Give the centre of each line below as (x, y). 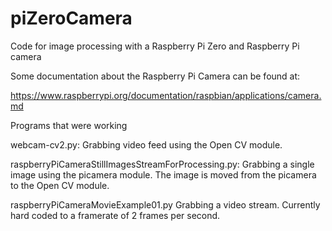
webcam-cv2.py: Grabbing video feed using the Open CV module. (146, 144)
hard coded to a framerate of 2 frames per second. (115, 215)
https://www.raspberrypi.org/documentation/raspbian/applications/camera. (166, 95)
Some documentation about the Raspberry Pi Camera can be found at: (155, 76)
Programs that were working (69, 125)
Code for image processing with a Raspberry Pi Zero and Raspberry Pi (155, 46)
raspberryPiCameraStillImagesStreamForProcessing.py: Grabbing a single (162, 164)
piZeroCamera (71, 18)
